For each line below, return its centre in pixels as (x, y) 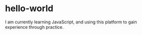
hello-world (29, 9)
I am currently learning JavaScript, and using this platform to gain (71, 22)
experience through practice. (34, 27)
